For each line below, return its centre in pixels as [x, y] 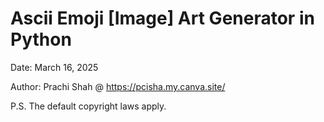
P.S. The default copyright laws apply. [88, 106]
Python [41, 39]
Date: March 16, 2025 [54, 67]
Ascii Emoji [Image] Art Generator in [162, 18]
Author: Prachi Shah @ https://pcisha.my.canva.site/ [118, 86]
